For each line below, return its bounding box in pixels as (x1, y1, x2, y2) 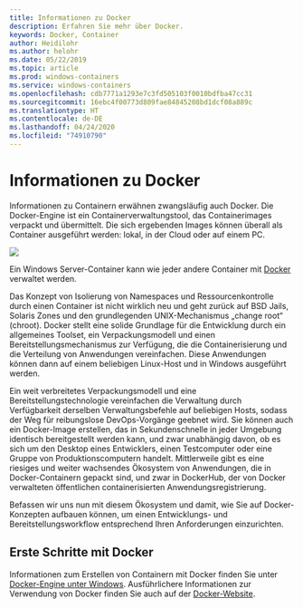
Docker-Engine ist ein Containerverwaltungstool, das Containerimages (9, 209, 272, 220)
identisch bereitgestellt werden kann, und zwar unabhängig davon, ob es (9, 433, 281, 444)
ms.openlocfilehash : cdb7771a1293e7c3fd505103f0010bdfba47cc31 (9, 89, 253, 98)
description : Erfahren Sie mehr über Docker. (9, 22, 184, 31)
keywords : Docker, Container (9, 30, 119, 39)
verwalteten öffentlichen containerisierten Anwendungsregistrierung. (9, 481, 267, 492)
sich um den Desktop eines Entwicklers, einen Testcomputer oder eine (9, 443, 273, 454)
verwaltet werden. (9, 273, 77, 284)
